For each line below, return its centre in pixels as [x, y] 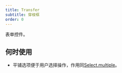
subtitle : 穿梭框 [22, 15]
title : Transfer [22, 10]
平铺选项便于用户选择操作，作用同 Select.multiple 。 [66, 65]
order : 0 [14, 19]
